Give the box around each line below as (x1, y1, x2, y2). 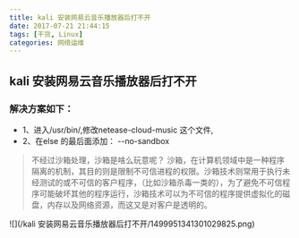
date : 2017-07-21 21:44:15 (9, 21, 110, 30)
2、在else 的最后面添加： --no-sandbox (21, 135, 170, 146)
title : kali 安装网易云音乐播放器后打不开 (9, 13, 151, 22)
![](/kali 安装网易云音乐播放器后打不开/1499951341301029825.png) (9, 218, 255, 229)
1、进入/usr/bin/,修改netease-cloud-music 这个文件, (21, 124, 214, 135)
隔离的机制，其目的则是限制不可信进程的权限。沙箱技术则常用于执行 (30, 166, 283, 176)
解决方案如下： (9, 102, 74, 115)
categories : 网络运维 (9, 38, 85, 47)
